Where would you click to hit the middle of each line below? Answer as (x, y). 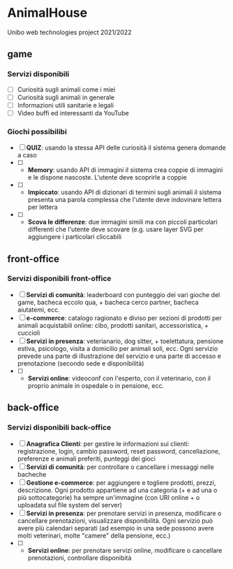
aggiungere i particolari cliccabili (75, 237)
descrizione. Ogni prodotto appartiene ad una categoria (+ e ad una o (117, 490)
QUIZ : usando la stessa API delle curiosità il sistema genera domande (126, 147)
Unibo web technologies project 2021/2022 (69, 32)
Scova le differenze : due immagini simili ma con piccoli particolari (122, 222)
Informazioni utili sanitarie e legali (65, 105)
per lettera (43, 207)
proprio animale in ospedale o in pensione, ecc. (96, 385)
